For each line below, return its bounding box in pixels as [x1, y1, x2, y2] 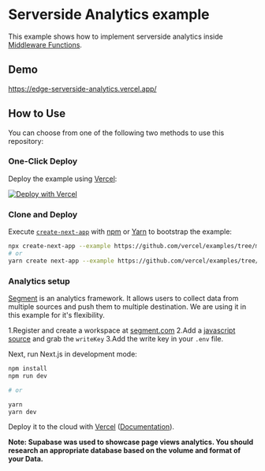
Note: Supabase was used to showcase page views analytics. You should [8, 437, 254, 447]
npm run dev [8, 371, 47, 380]
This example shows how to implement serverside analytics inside [8, 32, 223, 41]
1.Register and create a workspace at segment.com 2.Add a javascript [8, 326, 236, 335]
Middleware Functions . [8, 40, 83, 49]
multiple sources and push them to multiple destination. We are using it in [8, 302, 247, 311]
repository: [8, 136, 44, 145]
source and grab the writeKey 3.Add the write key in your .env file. [8, 334, 224, 344]
